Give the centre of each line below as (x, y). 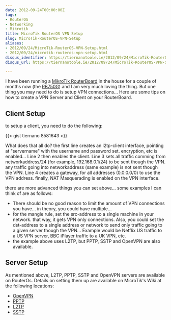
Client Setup (25, 114)
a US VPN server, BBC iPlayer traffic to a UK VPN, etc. (69, 236)
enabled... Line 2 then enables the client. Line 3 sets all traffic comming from (85, 157)
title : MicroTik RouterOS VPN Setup (44, 34)
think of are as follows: (29, 193)
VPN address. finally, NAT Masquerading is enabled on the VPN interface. (82, 178)
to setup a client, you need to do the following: (54, 126)
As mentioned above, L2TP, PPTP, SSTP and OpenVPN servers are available (85, 275)
